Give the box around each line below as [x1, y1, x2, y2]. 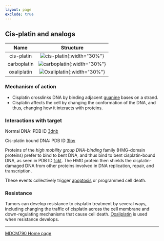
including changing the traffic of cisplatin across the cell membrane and [5, 206, 150, 212]
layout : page [5, 7, 32, 12]
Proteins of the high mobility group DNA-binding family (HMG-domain [5, 147, 145, 153]
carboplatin [7, 61, 34, 68]
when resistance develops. [5, 217, 60, 222]
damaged [5, 163, 24, 169]
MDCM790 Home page [5, 231, 52, 237]
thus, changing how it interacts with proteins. [12, 105, 103, 111]
